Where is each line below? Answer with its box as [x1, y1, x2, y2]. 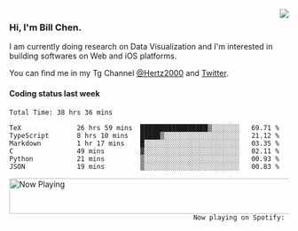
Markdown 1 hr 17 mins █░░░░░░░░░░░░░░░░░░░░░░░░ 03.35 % [9, 139, 279, 148]
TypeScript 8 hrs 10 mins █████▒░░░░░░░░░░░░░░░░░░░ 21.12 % [9, 131, 279, 140]
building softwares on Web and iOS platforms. [9, 50, 177, 61]
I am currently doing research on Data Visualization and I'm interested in [9, 42, 273, 52]
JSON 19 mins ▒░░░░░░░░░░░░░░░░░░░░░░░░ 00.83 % [9, 162, 279, 171]
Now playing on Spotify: [193, 212, 286, 222]
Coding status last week [9, 88, 100, 98]
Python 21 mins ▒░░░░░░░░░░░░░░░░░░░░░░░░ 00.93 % [9, 154, 279, 163]
